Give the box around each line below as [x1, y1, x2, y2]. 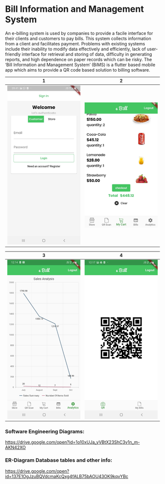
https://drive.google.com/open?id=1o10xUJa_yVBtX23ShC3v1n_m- [5, 439, 140, 445]
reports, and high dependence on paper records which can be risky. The [5, 56, 152, 62]
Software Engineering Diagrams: [5, 428, 84, 435]
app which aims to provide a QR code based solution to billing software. [5, 67, 151, 73]
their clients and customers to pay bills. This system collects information [5, 36, 151, 41]
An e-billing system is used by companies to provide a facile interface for [5, 30, 153, 36]
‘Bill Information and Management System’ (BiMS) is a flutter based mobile [5, 62, 156, 68]
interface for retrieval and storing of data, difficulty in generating [22, 51, 152, 57]
